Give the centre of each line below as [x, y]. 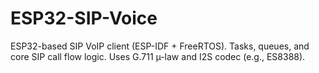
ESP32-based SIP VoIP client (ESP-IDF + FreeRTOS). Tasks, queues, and [160, 46]
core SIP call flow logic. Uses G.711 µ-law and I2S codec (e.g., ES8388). [158, 56]
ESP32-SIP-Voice [84, 18]
